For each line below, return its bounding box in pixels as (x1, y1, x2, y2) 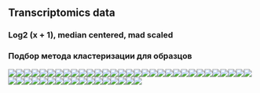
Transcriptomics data (8, 6, 115, 20)
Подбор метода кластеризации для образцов (8, 51, 192, 62)
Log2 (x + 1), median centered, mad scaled (8, 30, 174, 41)
